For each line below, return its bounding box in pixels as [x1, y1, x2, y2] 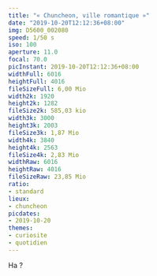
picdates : [8, 210, 41, 218]
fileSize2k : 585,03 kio [8, 107, 87, 115]
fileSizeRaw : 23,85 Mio [8, 173, 87, 181]
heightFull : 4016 [8, 77, 65, 85]
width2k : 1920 [8, 92, 55, 100]
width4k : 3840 [8, 136, 55, 144]
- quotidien [8, 239, 47, 247]
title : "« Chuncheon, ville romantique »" [8, 11, 150, 20]
